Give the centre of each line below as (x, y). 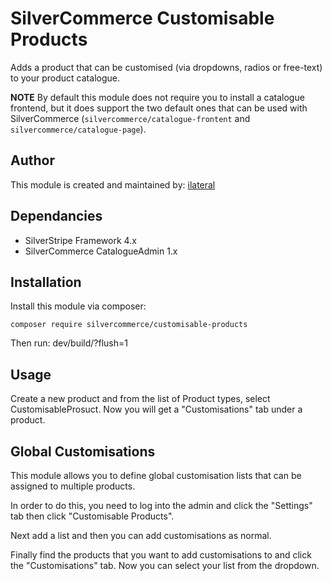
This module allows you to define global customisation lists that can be (156, 475)
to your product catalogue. (65, 78)
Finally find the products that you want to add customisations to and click (161, 555)
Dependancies (56, 216)
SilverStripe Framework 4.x (80, 240)
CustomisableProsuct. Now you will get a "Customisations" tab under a (156, 409)
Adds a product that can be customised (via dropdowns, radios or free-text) (166, 67)
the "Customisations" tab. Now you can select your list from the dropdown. (165, 565)
